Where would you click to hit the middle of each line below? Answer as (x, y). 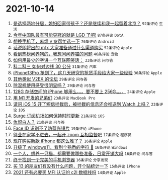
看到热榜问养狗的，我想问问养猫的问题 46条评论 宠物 (66, 54)
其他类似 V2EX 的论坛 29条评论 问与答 (50, 79)
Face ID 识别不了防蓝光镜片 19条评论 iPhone (57, 128)
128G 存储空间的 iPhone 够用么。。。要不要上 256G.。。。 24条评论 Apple (84, 92)
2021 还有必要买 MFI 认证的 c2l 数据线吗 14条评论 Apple (69, 172)
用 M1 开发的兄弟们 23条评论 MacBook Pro (54, 98)
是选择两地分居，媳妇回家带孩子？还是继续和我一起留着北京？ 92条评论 (85, 23)
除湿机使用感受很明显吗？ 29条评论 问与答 (54, 85)
